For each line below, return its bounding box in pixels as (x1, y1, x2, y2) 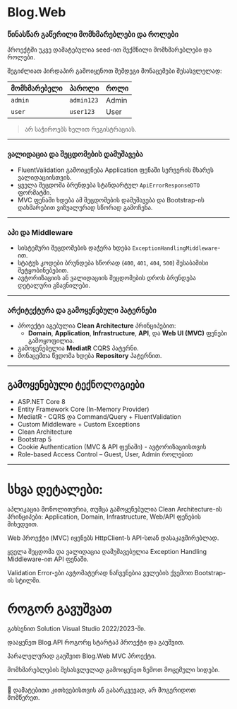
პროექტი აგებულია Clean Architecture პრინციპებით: (17, 321, 176, 330)
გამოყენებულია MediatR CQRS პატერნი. (17, 344, 139, 352)
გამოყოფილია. (28, 337, 75, 345)
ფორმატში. (17, 188, 51, 197)
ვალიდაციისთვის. (17, 173, 72, 181)
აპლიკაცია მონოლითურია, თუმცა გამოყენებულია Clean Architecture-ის (7, 505, 222, 514)
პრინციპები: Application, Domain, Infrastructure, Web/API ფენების (7, 512, 201, 521)
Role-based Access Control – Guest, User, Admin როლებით (17, 450, 193, 459)
